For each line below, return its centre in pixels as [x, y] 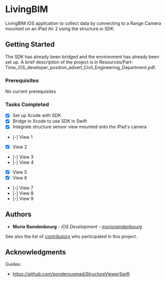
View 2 [20, 147]
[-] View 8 [23, 193]
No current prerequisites [31, 91]
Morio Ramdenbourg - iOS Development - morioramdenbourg [77, 227]
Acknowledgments [36, 252]
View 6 [20, 178]
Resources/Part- [116, 62]
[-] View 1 [22, 137]
